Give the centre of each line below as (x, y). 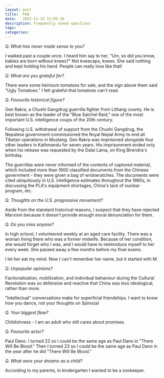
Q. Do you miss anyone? (30, 224)
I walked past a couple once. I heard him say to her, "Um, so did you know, (80, 56)
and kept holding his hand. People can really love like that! (64, 66)
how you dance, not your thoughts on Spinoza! (52, 303)
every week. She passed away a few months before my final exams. (74, 249)
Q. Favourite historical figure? (35, 100)
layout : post (18, 10)
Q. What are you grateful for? (35, 76)
